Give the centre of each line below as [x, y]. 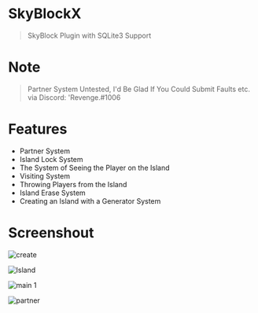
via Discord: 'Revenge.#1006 [74, 97]
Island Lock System [52, 159]
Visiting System [45, 176]
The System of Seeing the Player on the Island [94, 168]
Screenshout [51, 233]
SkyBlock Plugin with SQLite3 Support [89, 35]
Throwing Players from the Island [73, 184]
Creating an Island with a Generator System [90, 201]
